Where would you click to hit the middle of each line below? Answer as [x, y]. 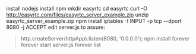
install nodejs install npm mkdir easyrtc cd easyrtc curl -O [77, 9]
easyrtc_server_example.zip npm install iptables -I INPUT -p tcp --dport [94, 21]
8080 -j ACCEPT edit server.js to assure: [56, 27]
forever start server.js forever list [61, 45]
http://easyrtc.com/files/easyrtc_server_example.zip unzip [78, 15]
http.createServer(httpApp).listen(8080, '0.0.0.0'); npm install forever [105, 38]
